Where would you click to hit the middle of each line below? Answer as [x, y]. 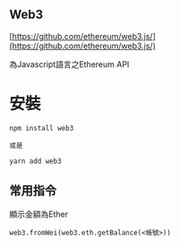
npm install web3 [42, 128]
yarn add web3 [36, 161]
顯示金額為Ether [39, 214]
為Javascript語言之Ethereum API [69, 64]
